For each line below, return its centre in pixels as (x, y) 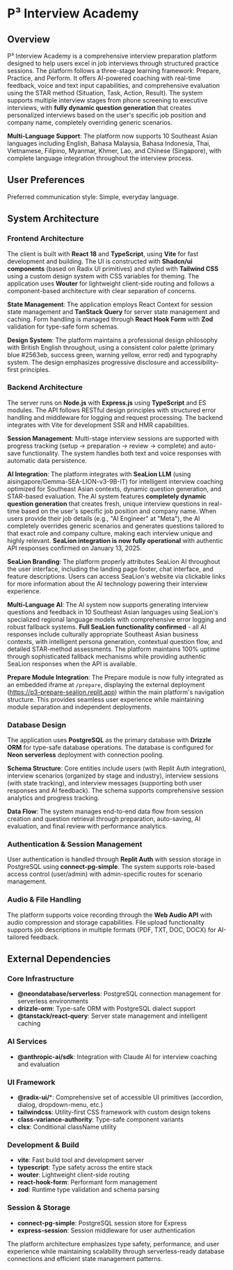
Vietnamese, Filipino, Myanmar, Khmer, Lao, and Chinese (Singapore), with (114, 151)
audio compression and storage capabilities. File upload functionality (106, 922)
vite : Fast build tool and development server (81, 1160)
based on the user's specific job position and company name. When (119, 511)
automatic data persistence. (47, 460)
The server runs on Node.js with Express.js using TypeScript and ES (107, 402)
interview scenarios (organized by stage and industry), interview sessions (113, 776)
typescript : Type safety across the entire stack (85, 1168)
